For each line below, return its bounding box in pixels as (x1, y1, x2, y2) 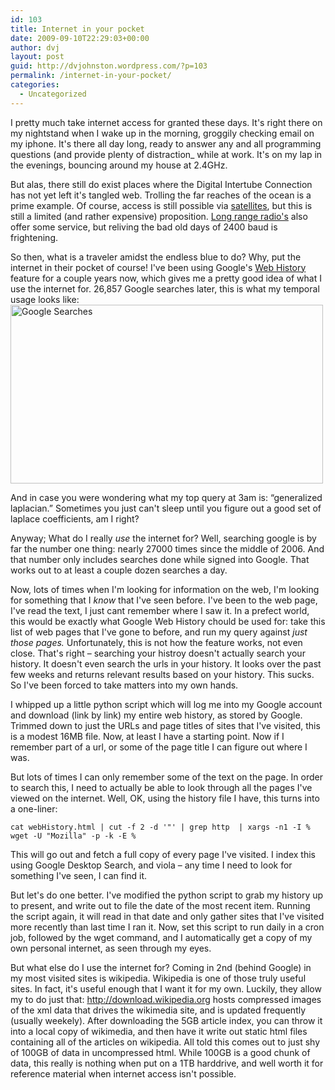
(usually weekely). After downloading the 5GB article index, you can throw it (10, 1014, 323, 1026)
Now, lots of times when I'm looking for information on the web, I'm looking (10, 583, 320, 595)
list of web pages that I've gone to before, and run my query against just (10, 626, 308, 638)
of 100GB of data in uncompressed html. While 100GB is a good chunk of (10, 1046, 311, 1058)
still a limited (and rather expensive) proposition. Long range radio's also (10, 210, 308, 222)
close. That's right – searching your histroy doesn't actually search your (10, 647, 306, 659)
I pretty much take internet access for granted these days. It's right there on (10, 116, 323, 128)
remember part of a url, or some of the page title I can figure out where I (10, 741, 308, 753)
